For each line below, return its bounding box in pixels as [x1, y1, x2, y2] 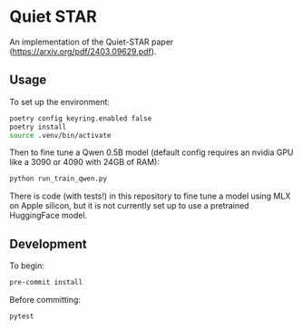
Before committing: [9, 294, 82, 305]
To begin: [9, 260, 45, 271]
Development [9, 236, 88, 251]
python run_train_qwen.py [9, 174, 107, 183]
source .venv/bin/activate [9, 131, 112, 140]
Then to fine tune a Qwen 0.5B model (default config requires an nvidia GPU [9, 147, 294, 158]
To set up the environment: [9, 96, 111, 107]
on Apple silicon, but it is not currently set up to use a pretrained [9, 200, 249, 211]
